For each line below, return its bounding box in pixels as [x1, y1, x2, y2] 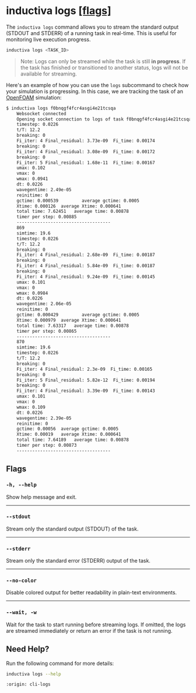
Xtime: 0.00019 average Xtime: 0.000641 [16, 432, 121, 437]
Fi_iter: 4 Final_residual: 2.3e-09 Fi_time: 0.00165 [16, 366, 153, 372]
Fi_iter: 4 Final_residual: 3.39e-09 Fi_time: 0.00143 [16, 388, 156, 394]
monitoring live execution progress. [6, 36, 92, 43]
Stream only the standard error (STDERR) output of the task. [6, 557, 150, 564]
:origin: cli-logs [6, 681, 51, 688]
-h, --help [6, 481, 37, 488]
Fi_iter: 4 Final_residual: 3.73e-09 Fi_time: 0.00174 [16, 138, 156, 144]
